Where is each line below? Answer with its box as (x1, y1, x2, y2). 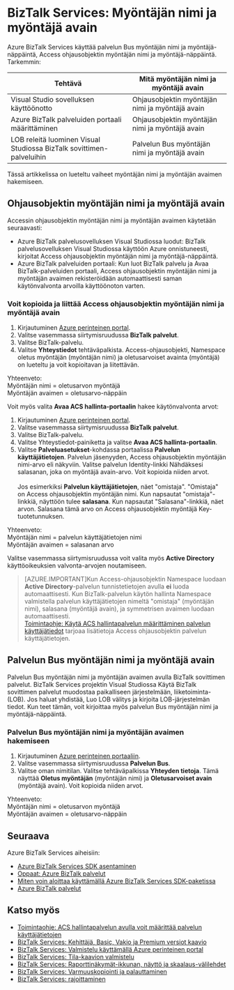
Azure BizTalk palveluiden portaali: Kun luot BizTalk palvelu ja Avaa (17, 259, 209, 268)
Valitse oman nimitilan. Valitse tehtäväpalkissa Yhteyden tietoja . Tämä (17, 767, 219, 775)
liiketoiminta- (173, 687, 211, 696)
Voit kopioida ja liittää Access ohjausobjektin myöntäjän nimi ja (7, 298, 225, 308)
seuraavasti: (7, 223, 42, 231)
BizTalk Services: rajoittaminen (17, 975, 106, 983)
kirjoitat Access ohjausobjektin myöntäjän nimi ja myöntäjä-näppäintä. (17, 252, 218, 260)
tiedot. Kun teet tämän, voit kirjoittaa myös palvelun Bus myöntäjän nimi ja (7, 702, 219, 710)
